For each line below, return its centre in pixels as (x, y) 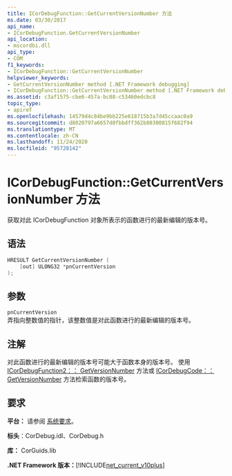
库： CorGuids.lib (32, 450)
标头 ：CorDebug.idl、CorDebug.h (56, 435)
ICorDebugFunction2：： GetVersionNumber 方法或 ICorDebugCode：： (111, 371)
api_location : (28, 39)
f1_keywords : (26, 65)
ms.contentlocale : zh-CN (43, 135)
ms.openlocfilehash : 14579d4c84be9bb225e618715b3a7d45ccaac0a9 (100, 116)
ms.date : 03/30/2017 (37, 20)
